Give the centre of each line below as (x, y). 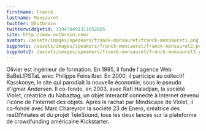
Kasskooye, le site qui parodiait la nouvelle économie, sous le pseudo (94, 82)
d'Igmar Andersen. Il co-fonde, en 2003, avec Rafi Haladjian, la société (96, 89)
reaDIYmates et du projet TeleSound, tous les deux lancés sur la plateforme (102, 114)
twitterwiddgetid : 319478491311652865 (56, 29)
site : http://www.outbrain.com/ (48, 35)
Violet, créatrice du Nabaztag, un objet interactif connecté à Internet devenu (103, 95)
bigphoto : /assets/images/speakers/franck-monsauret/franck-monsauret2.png (105, 47)
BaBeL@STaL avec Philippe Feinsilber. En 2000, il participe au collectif (95, 76)
